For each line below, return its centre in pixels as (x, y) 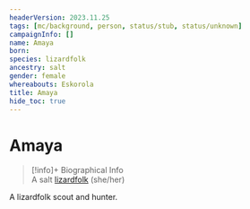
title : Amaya (34, 92)
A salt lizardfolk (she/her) (78, 179)
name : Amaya (31, 43)
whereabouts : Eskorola (52, 84)
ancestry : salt (38, 68)
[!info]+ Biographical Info (77, 170)
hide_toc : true (38, 101)
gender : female (38, 76)
